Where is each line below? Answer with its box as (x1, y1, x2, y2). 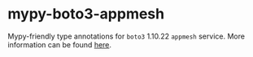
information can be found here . (7, 39, 111, 49)
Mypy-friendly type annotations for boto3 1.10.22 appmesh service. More (7, 31, 246, 41)
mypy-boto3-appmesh (7, 5, 164, 23)
